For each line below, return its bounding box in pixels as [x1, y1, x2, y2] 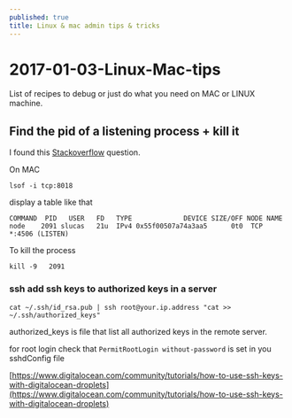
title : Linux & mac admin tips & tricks [9, 21, 161, 30]
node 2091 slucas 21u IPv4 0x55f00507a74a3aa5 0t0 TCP [9, 222, 264, 231]
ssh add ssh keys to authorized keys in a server [9, 283, 218, 295]
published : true [9, 12, 69, 22]
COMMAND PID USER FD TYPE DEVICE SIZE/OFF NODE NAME [9, 214, 283, 223]
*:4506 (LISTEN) [9, 229, 69, 239]
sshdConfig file [9, 352, 65, 363]
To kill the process [9, 245, 76, 256]
